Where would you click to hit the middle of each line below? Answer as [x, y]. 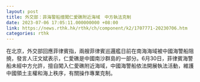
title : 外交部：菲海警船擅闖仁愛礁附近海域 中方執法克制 [69, 17]
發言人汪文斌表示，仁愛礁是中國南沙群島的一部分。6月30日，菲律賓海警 [105, 58]
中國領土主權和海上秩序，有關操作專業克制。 [61, 73]
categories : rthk [28, 34]
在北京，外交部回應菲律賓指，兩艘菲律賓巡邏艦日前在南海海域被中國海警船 [97, 51]
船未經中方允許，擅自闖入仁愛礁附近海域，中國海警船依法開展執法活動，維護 [100, 66]
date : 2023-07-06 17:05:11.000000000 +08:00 [62, 22]
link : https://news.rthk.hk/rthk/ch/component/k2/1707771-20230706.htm [97, 28]
